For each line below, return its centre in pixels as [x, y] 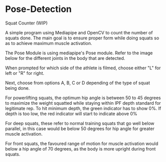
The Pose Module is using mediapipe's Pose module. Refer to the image [79, 53]
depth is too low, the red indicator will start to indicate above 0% [71, 114]
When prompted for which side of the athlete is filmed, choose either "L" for [83, 68]
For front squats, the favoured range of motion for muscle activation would [82, 144]
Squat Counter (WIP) [26, 23]
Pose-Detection [39, 9]
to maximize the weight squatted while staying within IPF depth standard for [83, 103]
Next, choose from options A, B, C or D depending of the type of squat [78, 83]
